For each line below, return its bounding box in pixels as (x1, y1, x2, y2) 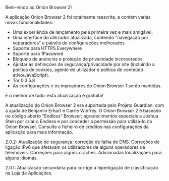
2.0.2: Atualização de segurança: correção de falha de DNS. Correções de (5, 139, 160, 145)
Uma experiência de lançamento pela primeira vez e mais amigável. (12, 29, 153, 35)
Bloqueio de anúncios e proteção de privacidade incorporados (12, 56, 143, 62)
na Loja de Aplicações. (5, 170, 53, 176)
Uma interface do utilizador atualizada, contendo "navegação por (12, 35, 149, 40)
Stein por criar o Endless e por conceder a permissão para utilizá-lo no (5, 118, 152, 124)
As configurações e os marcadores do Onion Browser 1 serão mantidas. (12, 83, 162, 89)
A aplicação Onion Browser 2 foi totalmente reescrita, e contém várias (5, 14, 151, 20)
